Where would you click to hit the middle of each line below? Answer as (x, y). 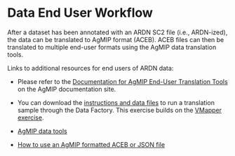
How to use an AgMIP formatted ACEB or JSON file (91, 144)
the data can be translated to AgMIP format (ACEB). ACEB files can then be (116, 39)
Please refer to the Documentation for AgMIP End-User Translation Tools (122, 81)
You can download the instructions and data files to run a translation (116, 102)
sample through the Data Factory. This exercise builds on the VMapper (120, 110)
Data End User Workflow (80, 13)
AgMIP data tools (42, 131)
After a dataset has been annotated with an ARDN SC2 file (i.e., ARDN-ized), (117, 32)
